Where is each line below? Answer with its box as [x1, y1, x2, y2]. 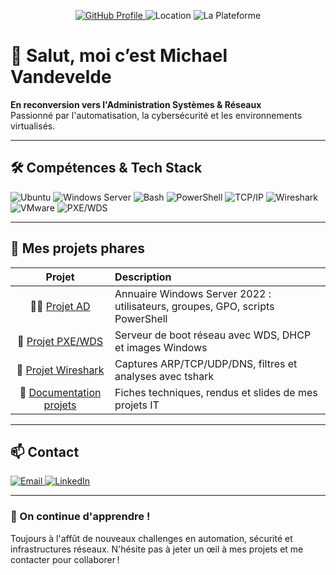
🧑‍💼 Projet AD [29, 299, 91, 313]
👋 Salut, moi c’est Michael [10, 45, 228, 67]
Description [114, 270, 172, 284]
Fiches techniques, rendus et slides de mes [114, 385, 318, 399]
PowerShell [114, 311, 168, 325]
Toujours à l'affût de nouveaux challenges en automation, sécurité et [10, 532, 293, 544]
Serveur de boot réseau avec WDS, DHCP [114, 328, 312, 342]
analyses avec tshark [114, 369, 215, 383]
